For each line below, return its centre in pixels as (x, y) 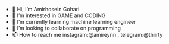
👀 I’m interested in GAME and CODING (59, 15)
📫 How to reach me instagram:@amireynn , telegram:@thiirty (87, 35)
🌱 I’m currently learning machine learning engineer (74, 22)
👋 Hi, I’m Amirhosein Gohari (46, 9)
